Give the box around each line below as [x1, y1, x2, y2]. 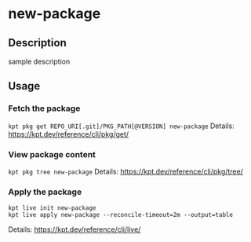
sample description [8, 57, 71, 66]
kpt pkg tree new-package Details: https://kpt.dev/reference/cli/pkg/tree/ [8, 167, 243, 176]
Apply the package [8, 186, 82, 197]
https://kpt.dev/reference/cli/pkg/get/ [8, 129, 129, 138]
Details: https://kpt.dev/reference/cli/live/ [8, 225, 141, 234]
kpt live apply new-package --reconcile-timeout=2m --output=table [8, 211, 234, 219]
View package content [8, 148, 96, 159]
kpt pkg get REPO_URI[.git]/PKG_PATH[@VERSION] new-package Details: [8, 121, 235, 130]
